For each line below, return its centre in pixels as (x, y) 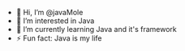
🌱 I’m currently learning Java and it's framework (96, 29)
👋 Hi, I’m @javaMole (49, 12)
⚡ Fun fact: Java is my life (59, 38)
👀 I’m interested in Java (55, 21)
